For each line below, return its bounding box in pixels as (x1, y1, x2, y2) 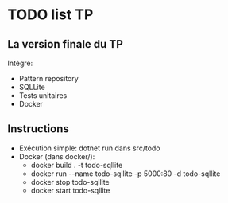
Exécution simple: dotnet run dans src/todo (18, 143, 160, 153)
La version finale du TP (7, 37, 124, 51)
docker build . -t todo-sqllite (30, 160, 123, 170)
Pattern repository (18, 74, 79, 83)
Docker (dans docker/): (18, 151, 95, 161)
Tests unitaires (18, 91, 68, 100)
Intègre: (7, 58, 33, 68)
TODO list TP (7, 6, 94, 24)
